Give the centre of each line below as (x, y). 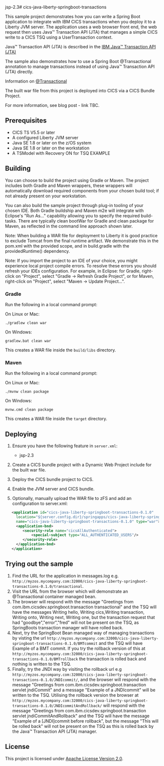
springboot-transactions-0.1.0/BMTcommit (55, 643)
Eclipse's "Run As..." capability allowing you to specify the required (72, 216)
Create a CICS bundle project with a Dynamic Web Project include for (82, 465)
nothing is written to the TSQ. (41, 664)
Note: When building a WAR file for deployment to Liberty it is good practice (81, 235)
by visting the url (29, 638)
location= (26, 517)
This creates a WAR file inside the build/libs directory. (61, 350)
